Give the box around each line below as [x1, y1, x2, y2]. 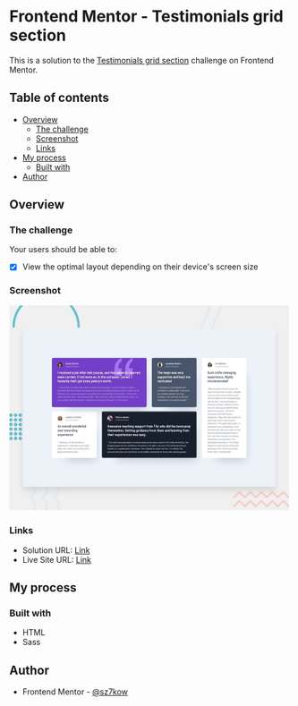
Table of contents [9, 90, 109, 106]
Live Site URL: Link [21, 554, 92, 565]
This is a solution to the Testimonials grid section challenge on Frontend [9, 55, 275, 65]
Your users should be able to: [9, 244, 118, 255]
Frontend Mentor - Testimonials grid [9, 6, 284, 27]
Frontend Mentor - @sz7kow [21, 686, 128, 697]
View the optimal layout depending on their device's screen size [21, 261, 259, 272]
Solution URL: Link [21, 544, 90, 556]
